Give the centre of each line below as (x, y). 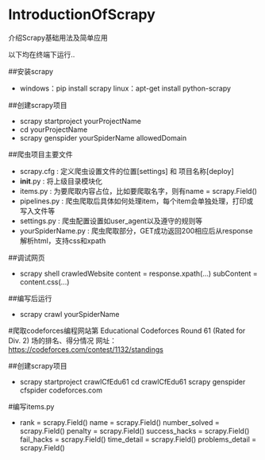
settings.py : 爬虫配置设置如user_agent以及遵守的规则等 (111, 221)
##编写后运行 (30, 298)
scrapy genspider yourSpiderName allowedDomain (103, 137)
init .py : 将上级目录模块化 (61, 181)
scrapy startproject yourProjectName (80, 121)
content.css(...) (44, 282)
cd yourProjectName (54, 129)
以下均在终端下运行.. (42, 54)
